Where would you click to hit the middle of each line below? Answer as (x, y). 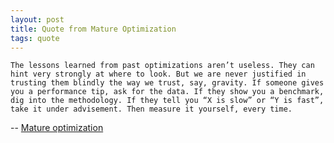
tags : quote (35, 38)
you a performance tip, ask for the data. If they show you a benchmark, (167, 92)
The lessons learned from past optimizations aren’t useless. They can (162, 66)
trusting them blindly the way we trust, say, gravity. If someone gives (167, 83)
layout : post (37, 19)
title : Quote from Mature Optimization (93, 29)
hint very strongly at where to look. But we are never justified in (158, 74)
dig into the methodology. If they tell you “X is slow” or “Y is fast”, (167, 101)
